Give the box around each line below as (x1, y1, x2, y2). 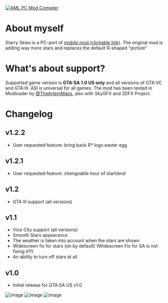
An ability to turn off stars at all (12, 254, 77, 260)
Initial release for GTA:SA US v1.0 (12, 282, 82, 288)
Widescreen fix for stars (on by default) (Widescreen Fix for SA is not (12, 243, 158, 249)
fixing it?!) (12, 249, 34, 255)
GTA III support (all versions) (12, 199, 73, 205)
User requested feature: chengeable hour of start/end (12, 170, 126, 176)
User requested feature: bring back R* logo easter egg (12, 142, 127, 148)
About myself (5, 23, 64, 34)
